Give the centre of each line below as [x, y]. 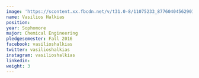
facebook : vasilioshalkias [39, 45]
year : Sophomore [26, 28]
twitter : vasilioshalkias [38, 50]
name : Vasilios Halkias [36, 17]
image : [14, 11]
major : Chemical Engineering [42, 33]
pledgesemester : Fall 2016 [39, 39]
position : [18, 22]
